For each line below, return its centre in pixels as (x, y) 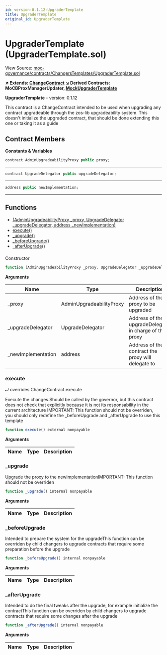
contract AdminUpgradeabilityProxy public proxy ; (58, 160)
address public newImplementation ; (42, 187)
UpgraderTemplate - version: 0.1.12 (41, 98)
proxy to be (142, 304)
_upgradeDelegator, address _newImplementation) (64, 225)
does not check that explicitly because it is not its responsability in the (77, 405)
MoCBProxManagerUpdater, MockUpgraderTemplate (61, 88)
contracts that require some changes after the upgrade (61, 616)
